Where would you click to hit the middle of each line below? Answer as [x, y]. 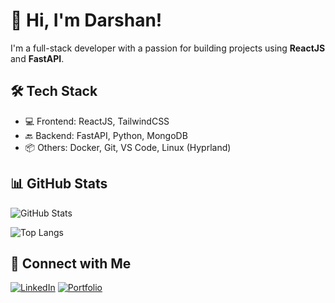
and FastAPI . [37, 58]
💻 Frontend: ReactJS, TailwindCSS [97, 121]
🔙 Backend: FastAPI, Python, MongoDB [106, 135]
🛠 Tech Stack [54, 91]
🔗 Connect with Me [71, 263]
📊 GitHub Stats [59, 184]
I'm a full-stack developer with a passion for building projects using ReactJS [168, 48]
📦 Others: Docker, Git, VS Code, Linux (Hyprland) [128, 147]
